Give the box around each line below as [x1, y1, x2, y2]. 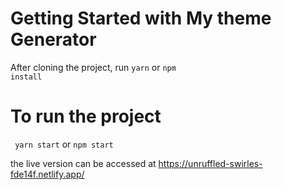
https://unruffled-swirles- [158, 157, 263, 169]
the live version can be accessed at [10, 157, 157, 169]
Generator [10, 28, 97, 51]
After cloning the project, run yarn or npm [10, 61, 177, 73]
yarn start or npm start [14, 138, 114, 150]
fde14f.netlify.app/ [10, 168, 85, 180]
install [10, 72, 43, 82]
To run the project [10, 105, 162, 128]
